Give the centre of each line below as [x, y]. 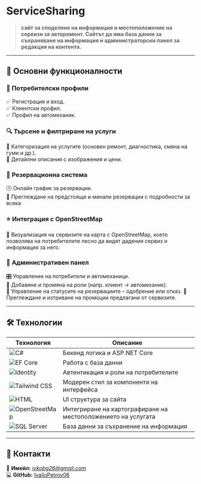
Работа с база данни [92, 362]
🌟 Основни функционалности [64, 71]
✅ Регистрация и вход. [35, 101]
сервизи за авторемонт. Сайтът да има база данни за [91, 34]
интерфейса [80, 389]
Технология [33, 342]
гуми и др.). [21, 153]
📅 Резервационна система [47, 175]
